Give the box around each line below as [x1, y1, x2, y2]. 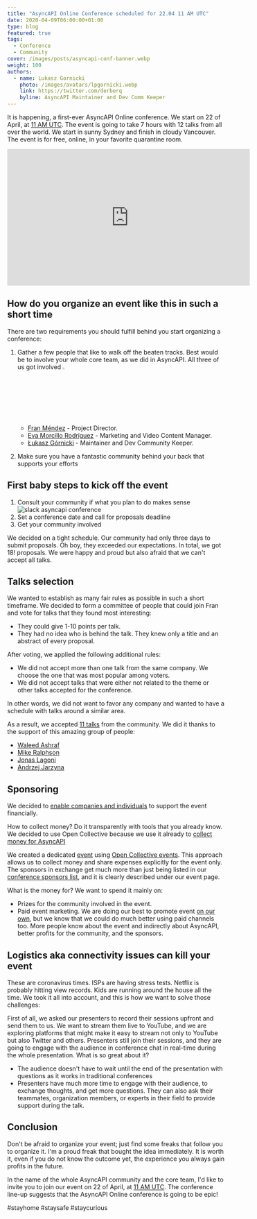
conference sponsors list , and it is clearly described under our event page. [7, 873, 220, 881]
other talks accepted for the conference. [17, 686, 133, 694]
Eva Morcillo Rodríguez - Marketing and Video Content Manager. [27, 431, 213, 439]
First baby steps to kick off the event [7, 479, 168, 491]
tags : [7, 36, 23, 43]
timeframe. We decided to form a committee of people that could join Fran [7, 602, 219, 610]
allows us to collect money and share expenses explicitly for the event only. [7, 858, 223, 867]
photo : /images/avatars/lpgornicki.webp [19, 81, 138, 88]
